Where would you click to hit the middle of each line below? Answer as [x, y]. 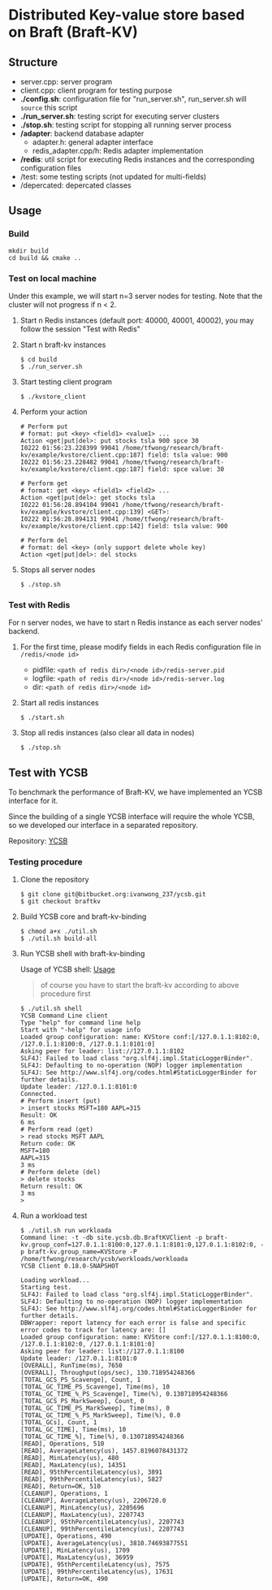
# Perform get [44, 483]
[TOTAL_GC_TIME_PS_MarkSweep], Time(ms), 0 [95, 1408]
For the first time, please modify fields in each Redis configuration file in [140, 647]
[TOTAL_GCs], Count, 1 [58, 1423]
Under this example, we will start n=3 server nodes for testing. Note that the [136, 296]
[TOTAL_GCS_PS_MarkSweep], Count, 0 [82, 1402]
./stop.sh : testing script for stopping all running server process [126, 125]
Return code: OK [47, 1144]
